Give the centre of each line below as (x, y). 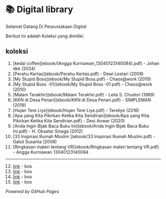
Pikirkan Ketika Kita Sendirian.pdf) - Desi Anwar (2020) (69, 120)
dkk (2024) (24, 68)
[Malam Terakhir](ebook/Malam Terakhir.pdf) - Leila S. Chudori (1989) (83, 94)
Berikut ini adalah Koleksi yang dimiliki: (45, 36)
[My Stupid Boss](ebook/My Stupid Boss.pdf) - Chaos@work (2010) (82, 79)
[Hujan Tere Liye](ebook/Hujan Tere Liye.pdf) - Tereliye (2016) (76, 110)
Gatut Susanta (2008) (35, 142)
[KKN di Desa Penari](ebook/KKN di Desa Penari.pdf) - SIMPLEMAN (82, 100)
